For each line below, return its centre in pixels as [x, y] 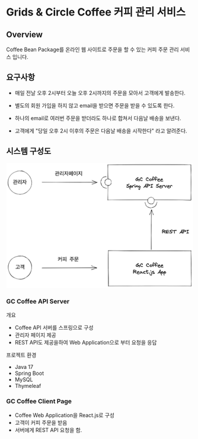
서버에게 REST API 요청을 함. [48, 430]
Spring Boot [29, 373]
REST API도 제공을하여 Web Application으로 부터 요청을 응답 [86, 343]
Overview [25, 34]
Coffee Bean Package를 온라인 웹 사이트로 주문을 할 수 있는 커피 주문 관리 [92, 49]
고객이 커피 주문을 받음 [41, 422]
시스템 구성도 [29, 151]
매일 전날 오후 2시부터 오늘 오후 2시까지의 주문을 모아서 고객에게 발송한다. [100, 93]
